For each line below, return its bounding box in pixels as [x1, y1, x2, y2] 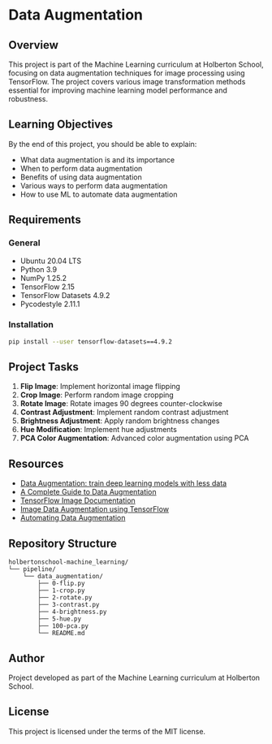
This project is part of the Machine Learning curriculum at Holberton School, [8, 59, 264, 69]
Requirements [8, 213, 81, 227]
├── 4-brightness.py [37, 608, 107, 616]
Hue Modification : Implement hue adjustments [19, 425, 177, 435]
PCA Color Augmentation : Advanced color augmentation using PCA [19, 433, 249, 443]
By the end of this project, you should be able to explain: [8, 139, 197, 149]
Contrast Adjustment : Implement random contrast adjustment [19, 408, 229, 417]
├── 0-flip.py [37, 579, 85, 588]
